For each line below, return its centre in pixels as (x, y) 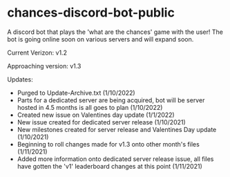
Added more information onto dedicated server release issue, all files (115, 159)
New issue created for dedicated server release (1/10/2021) (102, 122)
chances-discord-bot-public (91, 13)
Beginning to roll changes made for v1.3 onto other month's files (108, 144)
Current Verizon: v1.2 (37, 53)
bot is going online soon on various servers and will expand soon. (100, 39)
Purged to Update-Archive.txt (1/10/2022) (76, 93)
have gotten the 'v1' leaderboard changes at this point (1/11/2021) (109, 166)
